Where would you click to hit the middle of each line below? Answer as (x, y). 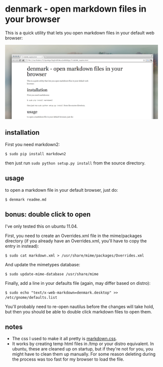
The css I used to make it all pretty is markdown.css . (65, 339)
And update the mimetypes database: (43, 264)
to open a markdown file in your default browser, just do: (62, 190)
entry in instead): (22, 246)
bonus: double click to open (48, 214)
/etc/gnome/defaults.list (31, 297)
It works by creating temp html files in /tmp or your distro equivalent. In (83, 344)
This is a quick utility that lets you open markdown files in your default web (80, 33)
